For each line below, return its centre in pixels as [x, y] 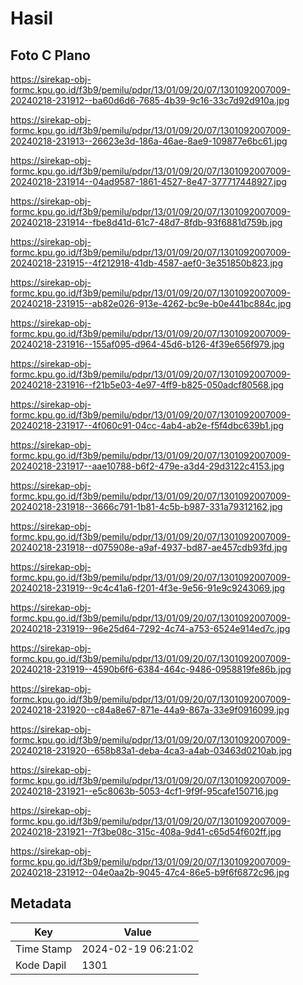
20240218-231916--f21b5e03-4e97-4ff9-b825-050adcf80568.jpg [147, 385]
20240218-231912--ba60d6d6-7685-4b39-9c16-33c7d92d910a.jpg [150, 100]
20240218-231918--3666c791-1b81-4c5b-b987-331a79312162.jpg [146, 506]
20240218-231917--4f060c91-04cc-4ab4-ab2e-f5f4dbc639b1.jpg [147, 425]
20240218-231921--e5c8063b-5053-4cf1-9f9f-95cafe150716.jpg [144, 791]
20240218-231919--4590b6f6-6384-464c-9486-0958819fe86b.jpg [151, 669]
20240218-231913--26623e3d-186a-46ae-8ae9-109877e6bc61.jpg [149, 141]
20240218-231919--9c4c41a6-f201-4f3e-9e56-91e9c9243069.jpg [148, 588]
